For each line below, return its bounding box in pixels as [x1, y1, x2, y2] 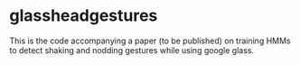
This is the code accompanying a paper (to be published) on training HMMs [9, 35, 291, 46]
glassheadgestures [9, 5, 158, 26]
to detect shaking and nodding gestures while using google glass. [9, 44, 255, 55]
